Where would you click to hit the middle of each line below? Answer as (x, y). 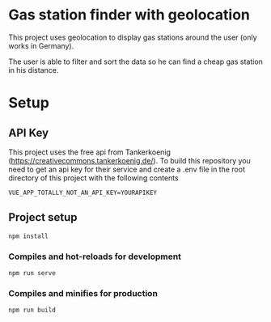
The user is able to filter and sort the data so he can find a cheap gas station (135, 61)
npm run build (32, 310)
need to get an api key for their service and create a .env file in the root (127, 169)
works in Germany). (41, 45)
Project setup (43, 217)
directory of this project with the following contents (94, 178)
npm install (28, 236)
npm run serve (32, 273)
